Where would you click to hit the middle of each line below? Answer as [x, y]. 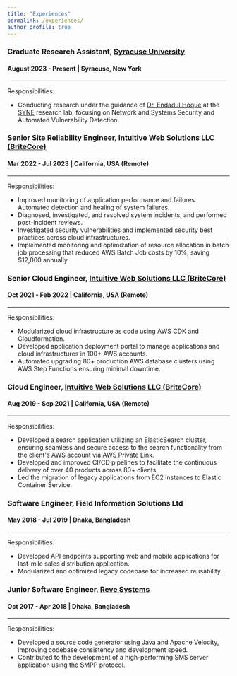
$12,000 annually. [43, 260]
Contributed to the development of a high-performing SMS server [113, 658]
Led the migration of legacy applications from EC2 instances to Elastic [120, 477]
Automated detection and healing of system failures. [93, 207]
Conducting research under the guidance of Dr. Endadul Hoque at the [119, 105]
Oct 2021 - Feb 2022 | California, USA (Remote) [78, 295]
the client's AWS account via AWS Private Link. [86, 455]
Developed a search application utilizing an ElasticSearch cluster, [112, 440]
